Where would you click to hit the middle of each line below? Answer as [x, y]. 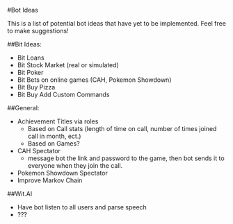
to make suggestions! [38, 31]
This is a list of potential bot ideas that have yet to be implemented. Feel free [116, 23]
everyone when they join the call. [75, 165]
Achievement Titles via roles [58, 121]
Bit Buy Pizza [36, 87]
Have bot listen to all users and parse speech [82, 207]
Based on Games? [54, 144]
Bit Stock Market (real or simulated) [68, 65]
